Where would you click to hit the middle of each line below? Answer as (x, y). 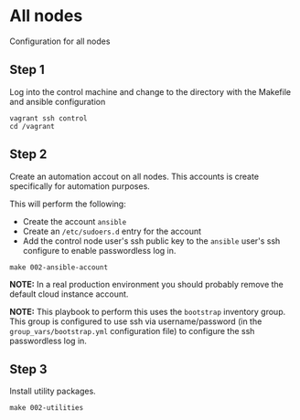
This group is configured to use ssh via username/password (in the (136, 321)
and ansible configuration (58, 101)
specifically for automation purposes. (80, 186)
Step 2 (28, 155)
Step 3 (28, 369)
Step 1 (27, 70)
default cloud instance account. (69, 294)
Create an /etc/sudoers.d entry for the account (112, 231)
